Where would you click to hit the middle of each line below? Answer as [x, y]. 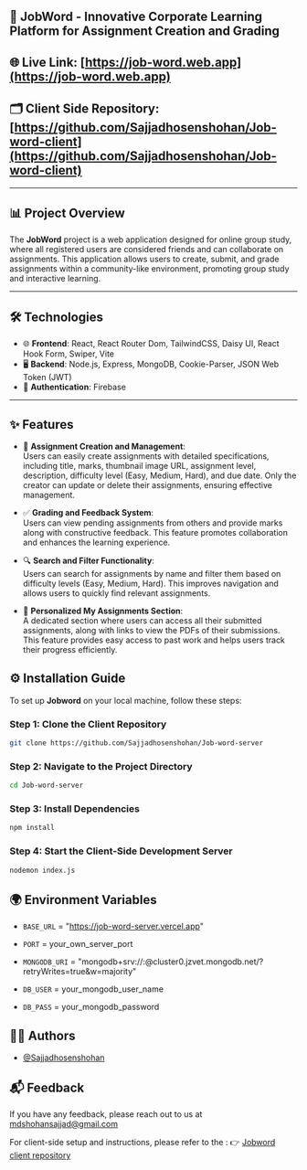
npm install [32, 828]
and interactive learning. [55, 279]
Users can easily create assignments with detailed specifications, [146, 456]
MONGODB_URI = [49, 962]
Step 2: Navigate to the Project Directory [101, 766]
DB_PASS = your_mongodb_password [91, 1007]
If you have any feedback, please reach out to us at [106, 1114]
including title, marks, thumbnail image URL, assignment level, [139, 466]
